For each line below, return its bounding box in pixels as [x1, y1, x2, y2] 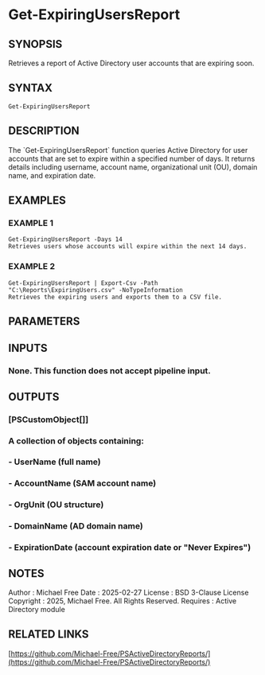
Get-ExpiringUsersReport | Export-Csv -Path [8, 279, 158, 287]
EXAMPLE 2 [8, 261, 56, 272]
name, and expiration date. [8, 170, 96, 180]
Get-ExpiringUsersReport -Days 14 [8, 236, 123, 244]
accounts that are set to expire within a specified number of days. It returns [8, 154, 255, 163]
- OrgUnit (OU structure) [8, 499, 104, 510]
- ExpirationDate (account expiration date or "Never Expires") [8, 542, 251, 553]
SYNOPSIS [8, 37, 63, 51]
